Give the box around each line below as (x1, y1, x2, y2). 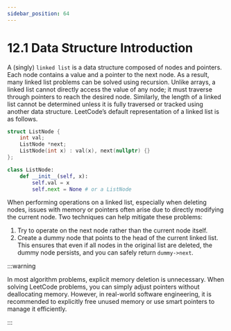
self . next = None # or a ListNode (32, 185, 132, 193)
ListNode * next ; (19, 141, 67, 148)
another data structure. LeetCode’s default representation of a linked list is (7, 107, 220, 115)
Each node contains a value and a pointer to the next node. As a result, (7, 70, 209, 78)
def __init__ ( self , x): (19, 173, 89, 180)
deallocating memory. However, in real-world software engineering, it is (7, 290, 212, 298)
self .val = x (32, 179, 70, 186)
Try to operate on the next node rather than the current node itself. (17, 226, 208, 235)
